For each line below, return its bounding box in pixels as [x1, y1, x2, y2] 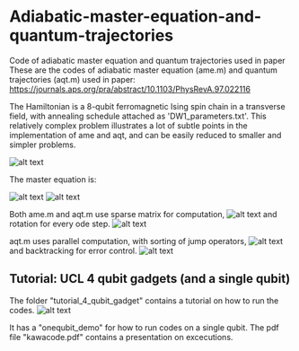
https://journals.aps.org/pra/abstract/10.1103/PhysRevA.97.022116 [9, 83, 251, 94]
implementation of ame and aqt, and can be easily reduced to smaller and [9, 129, 282, 140]
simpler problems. [9, 139, 76, 150]
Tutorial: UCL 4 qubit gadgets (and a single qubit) [9, 271, 291, 286]
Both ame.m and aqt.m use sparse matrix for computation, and [9, 208, 277, 219]
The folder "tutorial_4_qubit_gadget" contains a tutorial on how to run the [9, 294, 279, 306]
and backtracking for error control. [9, 245, 137, 256]
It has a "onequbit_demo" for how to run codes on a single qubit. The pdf [9, 321, 280, 333]
